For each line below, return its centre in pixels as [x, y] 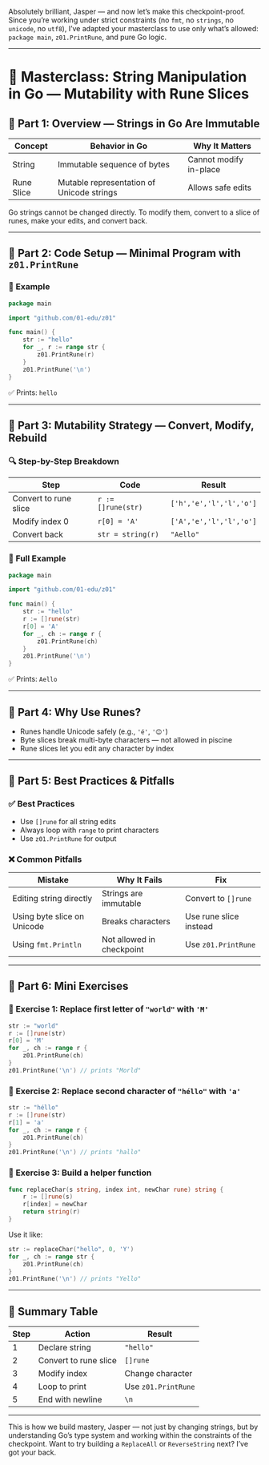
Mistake [53, 879]
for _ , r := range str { [64, 348]
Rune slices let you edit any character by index [97, 748]
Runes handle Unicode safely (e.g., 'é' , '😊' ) [94, 731]
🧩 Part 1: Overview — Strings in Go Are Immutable [134, 123]
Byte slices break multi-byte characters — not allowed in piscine [126, 739]
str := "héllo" [34, 1108]
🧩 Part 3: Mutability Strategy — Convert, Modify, [131, 425]
